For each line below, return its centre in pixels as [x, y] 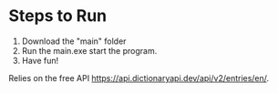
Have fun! [40, 60]
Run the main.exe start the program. [89, 50]
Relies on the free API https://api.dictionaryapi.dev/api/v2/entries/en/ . [139, 77]
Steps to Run [57, 16]
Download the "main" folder [74, 41]
